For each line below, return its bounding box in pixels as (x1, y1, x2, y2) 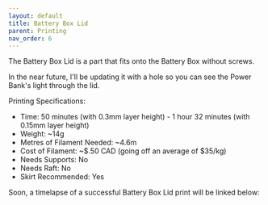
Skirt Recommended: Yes (19, 172, 105, 182)
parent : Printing (8, 27, 67, 35)
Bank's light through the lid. (8, 81, 100, 90)
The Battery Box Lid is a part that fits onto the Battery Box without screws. (8, 56, 255, 66)
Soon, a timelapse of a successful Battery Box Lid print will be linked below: (8, 187, 260, 198)
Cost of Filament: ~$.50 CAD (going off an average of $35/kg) (19, 146, 227, 156)
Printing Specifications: (8, 96, 86, 106)
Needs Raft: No (19, 163, 71, 174)
